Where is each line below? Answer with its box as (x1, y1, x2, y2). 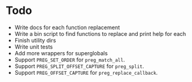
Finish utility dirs (14, 36, 56, 44)
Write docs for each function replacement (14, 24, 120, 31)
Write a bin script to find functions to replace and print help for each (14, 30, 186, 37)
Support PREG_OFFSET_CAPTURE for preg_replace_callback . (14, 69, 158, 76)
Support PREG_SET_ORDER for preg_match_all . (14, 56, 125, 63)
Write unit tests (14, 43, 53, 50)
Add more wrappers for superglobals (14, 49, 108, 56)
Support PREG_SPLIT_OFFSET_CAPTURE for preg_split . (14, 62, 144, 70)
